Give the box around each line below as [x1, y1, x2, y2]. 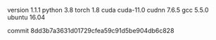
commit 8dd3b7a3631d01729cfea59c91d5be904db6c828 [7, 27, 174, 34]
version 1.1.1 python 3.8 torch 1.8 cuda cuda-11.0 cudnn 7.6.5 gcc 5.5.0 [7, 6, 209, 14]
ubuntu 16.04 [7, 13, 46, 21]
